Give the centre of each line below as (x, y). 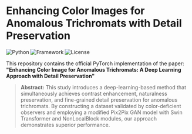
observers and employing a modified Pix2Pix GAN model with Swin (102, 112)
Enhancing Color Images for (75, 11)
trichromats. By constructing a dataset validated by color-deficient (101, 106)
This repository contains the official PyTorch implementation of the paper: (95, 63)
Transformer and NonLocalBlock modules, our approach (89, 118)
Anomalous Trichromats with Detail (94, 23)
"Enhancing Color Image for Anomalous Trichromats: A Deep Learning (94, 69)
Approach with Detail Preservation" (50, 76)
